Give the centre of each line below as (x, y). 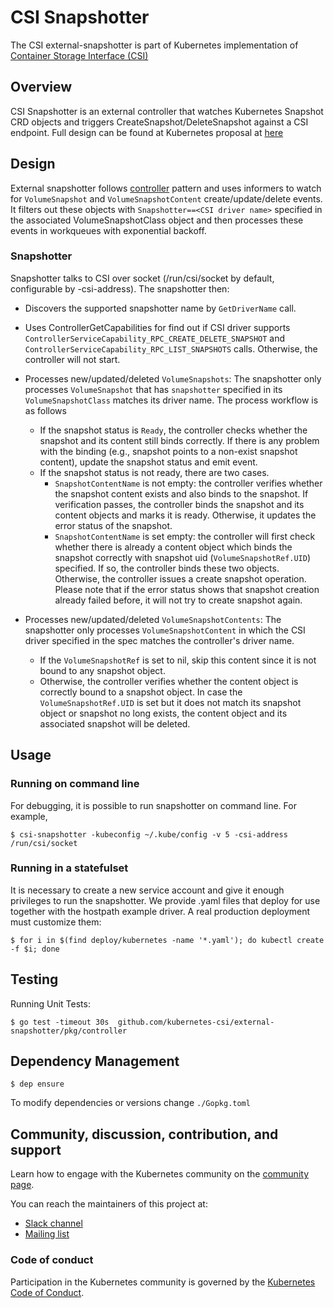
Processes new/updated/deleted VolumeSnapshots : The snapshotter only (173, 378)
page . (22, 1185)
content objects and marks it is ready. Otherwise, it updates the (185, 515)
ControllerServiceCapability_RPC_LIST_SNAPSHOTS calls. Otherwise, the (171, 348)
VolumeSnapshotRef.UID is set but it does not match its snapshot (170, 702)
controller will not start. (72, 359)
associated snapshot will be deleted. (115, 723)
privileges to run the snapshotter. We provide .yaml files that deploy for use (165, 900)
